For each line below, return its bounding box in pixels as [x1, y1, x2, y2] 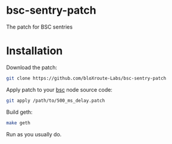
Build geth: [6, 108, 33, 115]
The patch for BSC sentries [6, 23, 73, 30]
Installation [6, 44, 63, 58]
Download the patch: [6, 64, 58, 71]
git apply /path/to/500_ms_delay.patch [6, 98, 105, 104]
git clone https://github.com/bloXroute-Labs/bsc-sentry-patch [6, 75, 167, 81]
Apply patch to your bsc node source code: [6, 86, 113, 93]
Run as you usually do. [6, 130, 62, 137]
